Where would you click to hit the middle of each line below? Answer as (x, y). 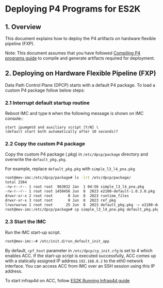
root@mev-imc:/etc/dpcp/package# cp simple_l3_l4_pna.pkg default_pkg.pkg (82, 209)
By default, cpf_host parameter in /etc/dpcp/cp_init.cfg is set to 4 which (79, 250)
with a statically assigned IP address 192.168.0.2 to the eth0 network (74, 261)
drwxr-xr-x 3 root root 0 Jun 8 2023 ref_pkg (61, 200)
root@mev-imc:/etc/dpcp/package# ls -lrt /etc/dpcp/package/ (68, 178)
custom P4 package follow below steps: (45, 90)
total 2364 (16, 182)
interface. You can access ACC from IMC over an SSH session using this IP (80, 266)
